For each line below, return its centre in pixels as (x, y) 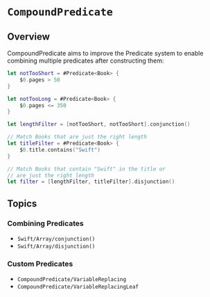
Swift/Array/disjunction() (56, 246)
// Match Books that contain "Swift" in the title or (87, 169)
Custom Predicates (40, 264)
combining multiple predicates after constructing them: (86, 61)
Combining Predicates (46, 223)
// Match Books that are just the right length (77, 137)
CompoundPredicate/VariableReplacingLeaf (78, 287)
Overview (29, 37)
